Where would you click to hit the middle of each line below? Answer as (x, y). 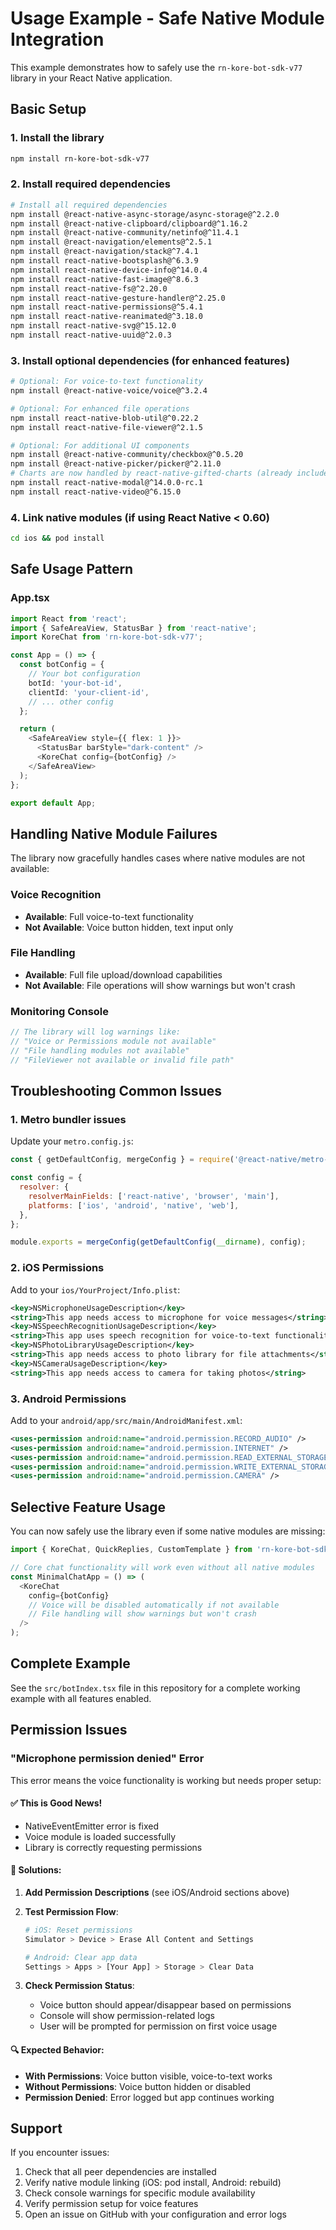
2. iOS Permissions (57, 1268)
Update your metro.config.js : (72, 1141)
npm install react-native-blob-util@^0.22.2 (104, 418)
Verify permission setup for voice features (111, 2204)
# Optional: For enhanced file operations (100, 408)
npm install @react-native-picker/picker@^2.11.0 (116, 464)
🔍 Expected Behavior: (57, 2050)
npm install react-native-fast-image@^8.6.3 (104, 279)
